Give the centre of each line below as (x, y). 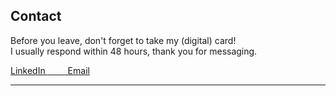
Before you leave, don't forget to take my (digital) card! (123, 40)
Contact (36, 16)
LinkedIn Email (50, 70)
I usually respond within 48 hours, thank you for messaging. (134, 51)
